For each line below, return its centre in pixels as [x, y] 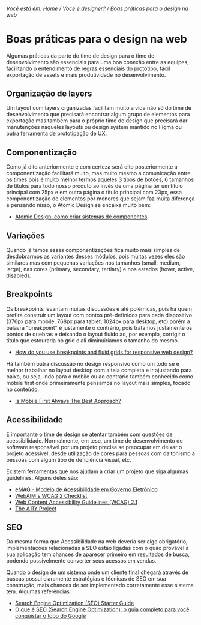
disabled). [19, 275]
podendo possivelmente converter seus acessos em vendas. [81, 561]
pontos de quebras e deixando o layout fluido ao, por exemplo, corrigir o [96, 334]
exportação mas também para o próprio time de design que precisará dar [97, 121]
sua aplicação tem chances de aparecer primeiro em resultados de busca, [98, 554]
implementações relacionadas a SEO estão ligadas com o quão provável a [97, 548]
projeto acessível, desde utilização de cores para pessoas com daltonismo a [100, 453]
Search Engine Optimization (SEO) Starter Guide [74, 603]
